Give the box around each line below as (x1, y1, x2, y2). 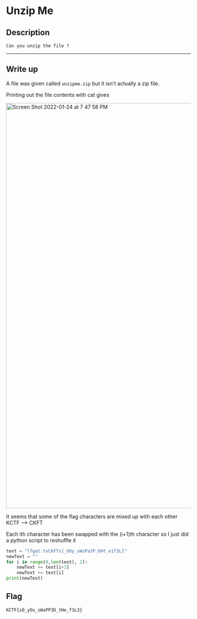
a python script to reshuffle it (6, 536, 76, 543)
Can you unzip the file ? (6, 43, 69, 49)
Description (6, 28, 50, 38)
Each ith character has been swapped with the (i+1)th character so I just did (6, 530, 189, 538)
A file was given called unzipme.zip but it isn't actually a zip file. (6, 80, 160, 87)
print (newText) (6, 576, 43, 581)
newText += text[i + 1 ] (16, 564, 69, 570)
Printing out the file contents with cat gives (6, 91, 110, 98)
